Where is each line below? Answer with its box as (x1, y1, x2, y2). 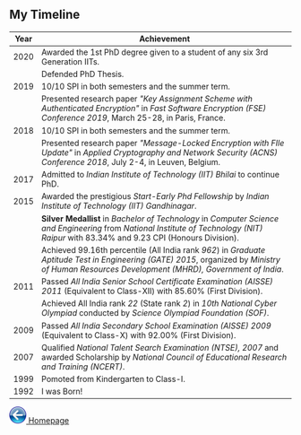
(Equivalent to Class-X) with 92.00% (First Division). (41, 329, 236, 340)
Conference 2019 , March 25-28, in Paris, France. (41, 112, 226, 124)
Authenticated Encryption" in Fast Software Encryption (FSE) (41, 103, 267, 114)
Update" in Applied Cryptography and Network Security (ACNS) (41, 147, 278, 158)
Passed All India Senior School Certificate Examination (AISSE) (41, 276, 273, 287)
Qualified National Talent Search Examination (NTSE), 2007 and (41, 342, 279, 352)
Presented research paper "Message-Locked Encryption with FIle (41, 137, 285, 148)
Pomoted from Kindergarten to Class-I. (41, 374, 185, 385)
